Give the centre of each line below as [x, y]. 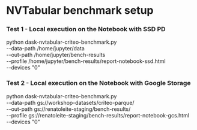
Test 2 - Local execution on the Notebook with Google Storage [98, 83]
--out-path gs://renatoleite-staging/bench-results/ [68, 109]
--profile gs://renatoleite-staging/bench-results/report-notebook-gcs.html [98, 115]
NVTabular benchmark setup [80, 10]
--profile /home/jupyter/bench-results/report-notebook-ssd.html [86, 61]
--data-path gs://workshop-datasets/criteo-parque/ [70, 102]
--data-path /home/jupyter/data [46, 49]
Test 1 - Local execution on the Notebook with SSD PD [86, 29]
